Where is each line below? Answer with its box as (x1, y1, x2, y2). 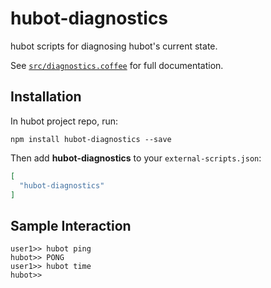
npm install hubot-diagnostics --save (10, 134, 172, 144)
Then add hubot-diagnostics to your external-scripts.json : (10, 152, 262, 164)
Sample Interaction (10, 217, 132, 234)
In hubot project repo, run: (10, 115, 119, 127)
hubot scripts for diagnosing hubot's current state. (10, 40, 218, 52)
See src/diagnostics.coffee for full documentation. (10, 59, 224, 71)
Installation (10, 88, 82, 106)
